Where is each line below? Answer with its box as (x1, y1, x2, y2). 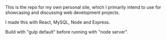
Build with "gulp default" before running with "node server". (5, 29, 129, 34)
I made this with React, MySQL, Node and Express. (5, 19, 110, 25)
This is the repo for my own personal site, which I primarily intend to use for (5, 4, 161, 10)
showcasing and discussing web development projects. (5, 9, 120, 15)
